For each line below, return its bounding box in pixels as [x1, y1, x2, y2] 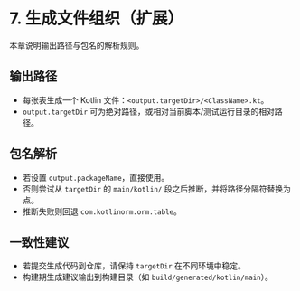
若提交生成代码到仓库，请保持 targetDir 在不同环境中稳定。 [22, 260, 247, 271]
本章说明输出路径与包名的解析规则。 [9, 40, 145, 51]
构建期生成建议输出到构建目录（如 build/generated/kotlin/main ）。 [22, 272, 274, 283]
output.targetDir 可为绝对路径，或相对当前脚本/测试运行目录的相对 [22, 106, 276, 117]
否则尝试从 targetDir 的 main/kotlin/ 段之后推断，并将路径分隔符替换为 [22, 183, 291, 194]
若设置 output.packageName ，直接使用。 [22, 172, 170, 183]
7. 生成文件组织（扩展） [9, 8, 183, 29]
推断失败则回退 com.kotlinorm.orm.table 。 [22, 205, 183, 217]
